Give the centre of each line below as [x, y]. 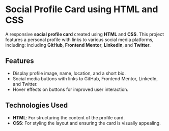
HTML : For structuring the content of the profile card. [69, 117]
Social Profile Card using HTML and [82, 9]
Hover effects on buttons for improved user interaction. [71, 89]
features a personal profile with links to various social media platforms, [79, 40]
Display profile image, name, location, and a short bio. [69, 73]
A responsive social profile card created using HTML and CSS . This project [85, 34]
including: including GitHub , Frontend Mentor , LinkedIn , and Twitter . [78, 45]
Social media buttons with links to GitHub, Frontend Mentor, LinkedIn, [85, 78]
